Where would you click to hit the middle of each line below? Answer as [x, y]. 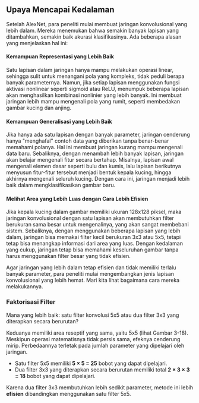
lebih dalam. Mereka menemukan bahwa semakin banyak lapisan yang [93, 30]
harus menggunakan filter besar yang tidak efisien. [68, 256]
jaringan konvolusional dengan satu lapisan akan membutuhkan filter [90, 218]
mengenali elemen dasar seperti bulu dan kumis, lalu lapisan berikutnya [94, 166]
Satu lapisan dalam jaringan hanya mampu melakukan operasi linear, [90, 70]
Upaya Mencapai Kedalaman [60, 10]
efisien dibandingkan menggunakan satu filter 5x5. [69, 393]
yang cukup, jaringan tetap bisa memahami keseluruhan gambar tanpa [92, 250]
